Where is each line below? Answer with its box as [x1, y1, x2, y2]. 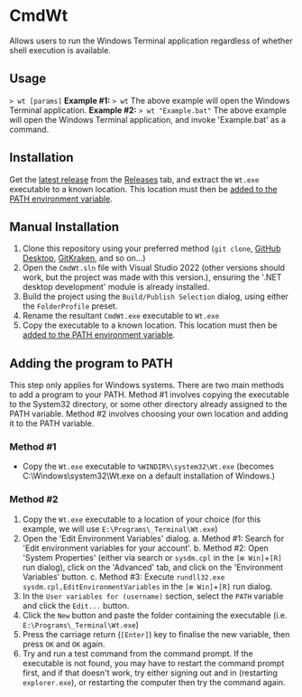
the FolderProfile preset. [22, 301, 118, 311]
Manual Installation [9, 218, 120, 235]
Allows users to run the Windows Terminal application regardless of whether [9, 35, 293, 46]
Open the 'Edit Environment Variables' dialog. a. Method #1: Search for [22, 533, 285, 544]
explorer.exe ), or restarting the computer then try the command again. [22, 676, 286, 687]
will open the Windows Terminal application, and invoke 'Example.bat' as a [9, 114, 287, 125]
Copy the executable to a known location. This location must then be [22, 320, 278, 330]
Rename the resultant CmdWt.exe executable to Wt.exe [22, 311, 220, 321]
